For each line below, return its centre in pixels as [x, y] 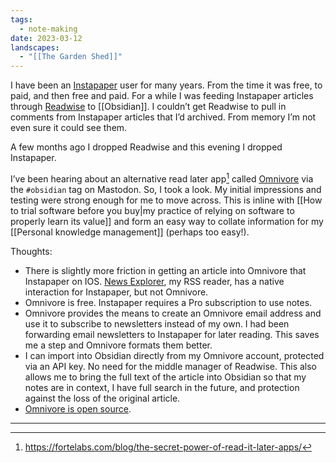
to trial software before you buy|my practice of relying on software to [152, 210]
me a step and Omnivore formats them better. [118, 345]
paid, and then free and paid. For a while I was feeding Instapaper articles [162, 96]
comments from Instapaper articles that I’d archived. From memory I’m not [163, 117]
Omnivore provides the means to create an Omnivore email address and [173, 313]
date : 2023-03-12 [46, 38]
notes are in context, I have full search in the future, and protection [162, 387]
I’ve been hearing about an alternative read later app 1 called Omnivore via [162, 178]
